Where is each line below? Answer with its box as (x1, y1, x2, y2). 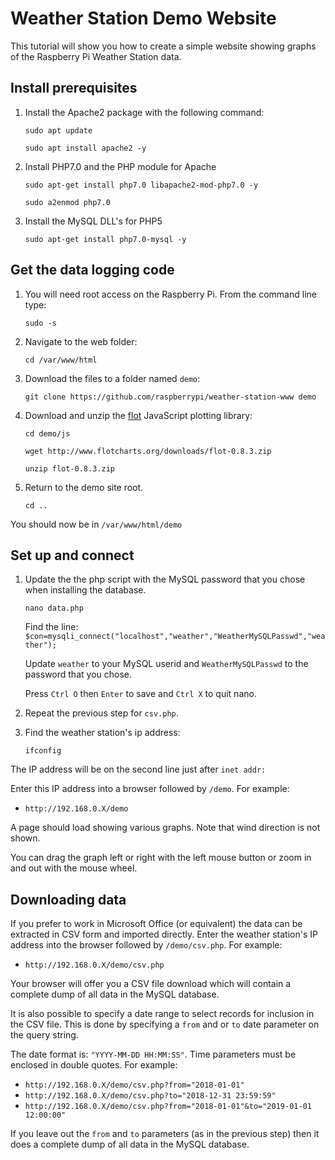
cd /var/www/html (24, 355, 98, 365)
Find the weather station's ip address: (24, 727, 181, 739)
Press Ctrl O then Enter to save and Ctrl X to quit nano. (24, 688, 257, 700)
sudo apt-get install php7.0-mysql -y (24, 234, 187, 244)
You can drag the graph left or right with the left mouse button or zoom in (10, 852, 312, 864)
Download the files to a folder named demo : (24, 372, 201, 384)
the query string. (10, 1029, 79, 1041)
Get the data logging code (10, 262, 175, 279)
